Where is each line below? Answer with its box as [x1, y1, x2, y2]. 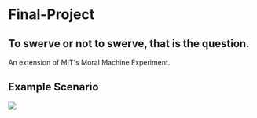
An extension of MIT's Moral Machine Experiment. [8, 57, 171, 67]
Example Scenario [8, 80, 99, 94]
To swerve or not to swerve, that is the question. [8, 37, 250, 50]
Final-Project [8, 6, 95, 24]
